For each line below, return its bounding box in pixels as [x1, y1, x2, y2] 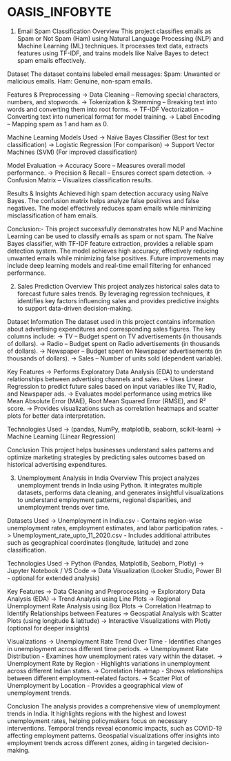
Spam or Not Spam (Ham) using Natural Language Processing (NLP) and [17, 34, 224, 42]
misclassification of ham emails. [7, 211, 98, 220]
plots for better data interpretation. [7, 412, 106, 420]
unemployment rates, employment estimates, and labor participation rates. [7, 523, 219, 532]
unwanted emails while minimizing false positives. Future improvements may [7, 253, 225, 262]
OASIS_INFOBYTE [7, 4, 112, 20]
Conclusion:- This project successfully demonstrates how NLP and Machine [7, 224, 223, 233]
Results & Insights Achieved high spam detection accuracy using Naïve [7, 189, 209, 198]
